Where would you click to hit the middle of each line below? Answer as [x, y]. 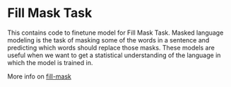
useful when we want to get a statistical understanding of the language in [114, 55]
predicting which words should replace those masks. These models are [111, 47]
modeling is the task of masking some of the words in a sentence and [108, 40]
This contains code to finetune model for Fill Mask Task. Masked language [115, 33]
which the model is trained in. [50, 62]
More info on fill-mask [40, 76]
